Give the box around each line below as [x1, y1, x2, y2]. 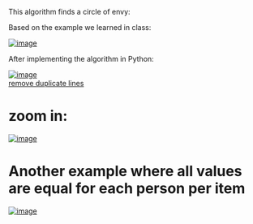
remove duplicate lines [8, 79, 84, 88]
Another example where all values [8, 162, 242, 181]
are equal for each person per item [8, 179, 246, 198]
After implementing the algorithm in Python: [8, 54, 154, 63]
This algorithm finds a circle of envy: [8, 7, 131, 16]
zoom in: [8, 107, 68, 125]
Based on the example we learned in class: [8, 23, 152, 32]
